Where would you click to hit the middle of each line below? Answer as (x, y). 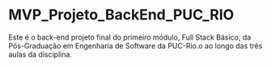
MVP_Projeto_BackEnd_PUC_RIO (121, 15)
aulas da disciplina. (40, 54)
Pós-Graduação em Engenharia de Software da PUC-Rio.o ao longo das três (135, 45)
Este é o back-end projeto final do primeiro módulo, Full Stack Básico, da (130, 37)
